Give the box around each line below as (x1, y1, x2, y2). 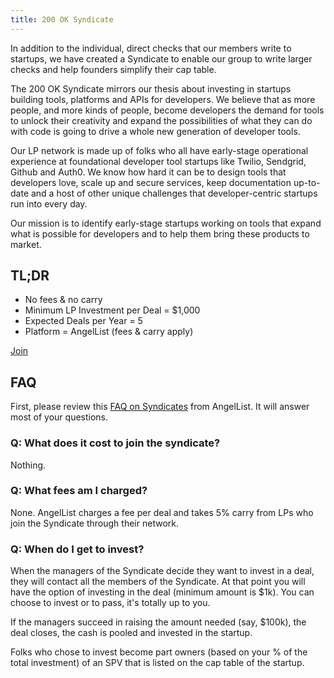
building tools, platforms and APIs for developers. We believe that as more (10, 93, 316, 105)
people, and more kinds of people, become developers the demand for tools (10, 104, 325, 116)
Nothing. (10, 459, 47, 471)
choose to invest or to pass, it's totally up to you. (10, 597, 211, 609)
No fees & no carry (24, 294, 103, 306)
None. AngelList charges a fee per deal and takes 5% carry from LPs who (10, 506, 314, 518)
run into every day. (10, 197, 88, 210)
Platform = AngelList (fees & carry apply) (24, 326, 194, 338)
